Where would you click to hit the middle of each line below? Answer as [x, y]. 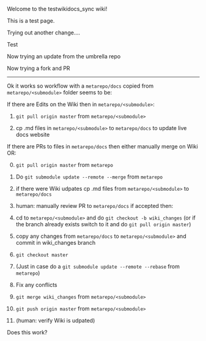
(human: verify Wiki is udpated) [55, 320]
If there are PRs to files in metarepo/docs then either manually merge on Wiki [102, 146]
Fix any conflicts [36, 285]
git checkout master [42, 255]
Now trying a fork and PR [39, 68]
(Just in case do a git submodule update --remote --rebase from [97, 266]
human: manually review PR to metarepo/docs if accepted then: [94, 206]
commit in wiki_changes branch [56, 243]
